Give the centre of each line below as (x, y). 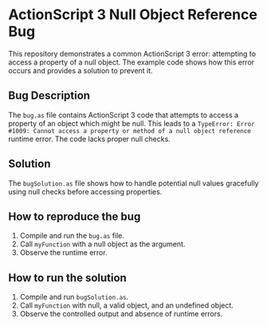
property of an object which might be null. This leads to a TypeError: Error (132, 123)
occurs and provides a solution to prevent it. (80, 70)
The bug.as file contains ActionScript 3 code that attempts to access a (124, 115)
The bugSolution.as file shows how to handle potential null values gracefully (133, 183)
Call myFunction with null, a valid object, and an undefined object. (126, 305)
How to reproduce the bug (75, 216)
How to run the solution (68, 278)
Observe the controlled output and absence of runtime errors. (121, 314)
